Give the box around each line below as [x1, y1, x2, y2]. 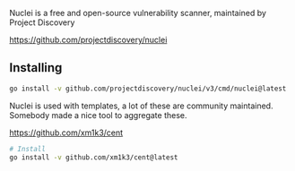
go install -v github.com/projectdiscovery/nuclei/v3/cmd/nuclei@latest [9, 84, 287, 93]
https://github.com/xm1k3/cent [9, 127, 124, 138]
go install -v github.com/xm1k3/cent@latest [9, 152, 178, 162]
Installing [9, 60, 63, 75]
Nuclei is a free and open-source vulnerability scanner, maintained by [9, 8, 267, 18]
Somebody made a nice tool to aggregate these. [9, 109, 187, 120]
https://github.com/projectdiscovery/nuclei [9, 35, 168, 45]
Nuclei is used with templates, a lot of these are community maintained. [9, 100, 273, 111]
